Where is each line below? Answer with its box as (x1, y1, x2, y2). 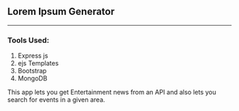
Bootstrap (17, 67, 47, 75)
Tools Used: (7, 35, 50, 45)
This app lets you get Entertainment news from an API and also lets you (7, 88, 217, 97)
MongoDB (17, 74, 48, 83)
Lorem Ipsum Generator (7, 6, 115, 18)
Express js (17, 51, 48, 60)
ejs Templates (17, 59, 59, 68)
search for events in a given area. (7, 95, 105, 104)
